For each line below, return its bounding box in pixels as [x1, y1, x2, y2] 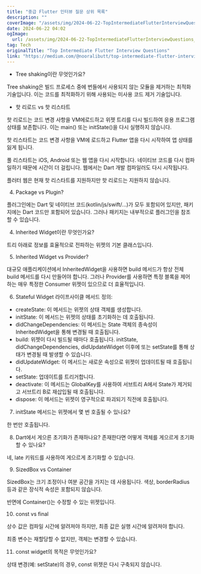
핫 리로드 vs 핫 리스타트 [15, 103, 71, 111]
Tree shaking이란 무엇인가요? [15, 70, 86, 78]
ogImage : [7, 31, 29, 37]
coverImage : [7, 20, 36, 26]
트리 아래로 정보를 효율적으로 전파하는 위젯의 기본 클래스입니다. [7, 241, 154, 248]
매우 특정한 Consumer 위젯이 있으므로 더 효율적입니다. [17, 280, 146, 288]
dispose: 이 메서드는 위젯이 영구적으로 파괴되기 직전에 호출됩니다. [15, 395, 169, 402]
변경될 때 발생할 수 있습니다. [26, 350, 92, 358]
